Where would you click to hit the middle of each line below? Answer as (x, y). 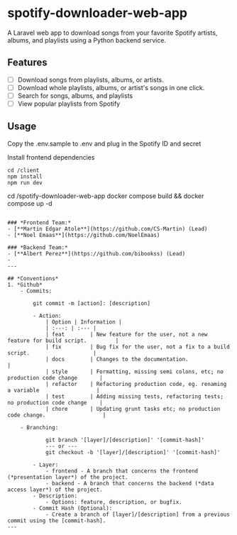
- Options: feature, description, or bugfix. (114, 502)
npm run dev (25, 182)
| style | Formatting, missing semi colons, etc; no (134, 371)
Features (27, 63)
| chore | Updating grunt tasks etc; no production (133, 409)
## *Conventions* (33, 278)
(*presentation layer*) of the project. (68, 477)
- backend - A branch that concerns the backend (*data (129, 483)
